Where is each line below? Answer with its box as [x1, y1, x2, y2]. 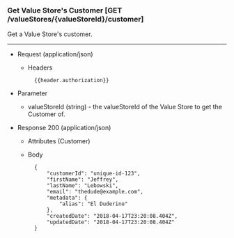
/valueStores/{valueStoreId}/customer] [7, 14, 144, 24]
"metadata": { [46, 194, 88, 202]
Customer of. [27, 110, 65, 118]
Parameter [17, 89, 48, 97]
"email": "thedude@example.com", [46, 189, 144, 196]
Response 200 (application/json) [17, 124, 111, 132]
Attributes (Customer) [27, 137, 91, 145]
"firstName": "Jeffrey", [46, 176, 119, 183]
